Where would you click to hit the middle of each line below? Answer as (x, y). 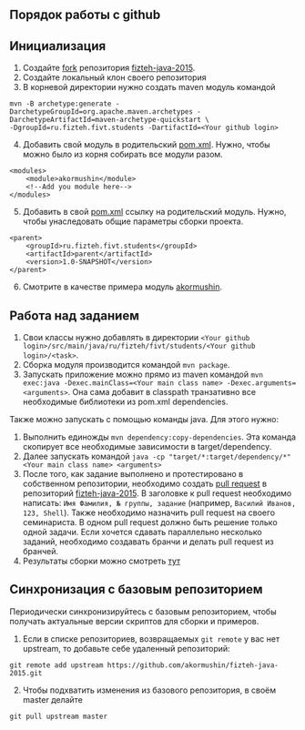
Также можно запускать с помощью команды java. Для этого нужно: (144, 420)
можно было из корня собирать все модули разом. (122, 155)
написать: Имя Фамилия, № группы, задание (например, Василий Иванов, (159, 503)
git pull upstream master (58, 716)
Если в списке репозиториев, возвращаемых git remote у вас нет (151, 639)
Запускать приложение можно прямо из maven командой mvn (143, 375)
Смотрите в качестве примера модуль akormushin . (122, 287)
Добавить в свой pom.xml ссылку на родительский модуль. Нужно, (154, 212)
